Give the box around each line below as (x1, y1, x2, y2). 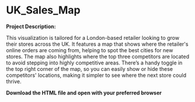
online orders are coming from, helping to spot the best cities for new (6, 46, 173, 53)
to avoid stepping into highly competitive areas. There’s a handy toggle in (6, 59, 183, 66)
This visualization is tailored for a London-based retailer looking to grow (6, 34, 180, 41)
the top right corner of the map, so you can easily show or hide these (6, 65, 173, 72)
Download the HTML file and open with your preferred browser (6, 89, 162, 96)
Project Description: (6, 23, 56, 30)
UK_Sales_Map (6, 4, 81, 17)
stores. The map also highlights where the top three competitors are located (6, 53, 190, 60)
